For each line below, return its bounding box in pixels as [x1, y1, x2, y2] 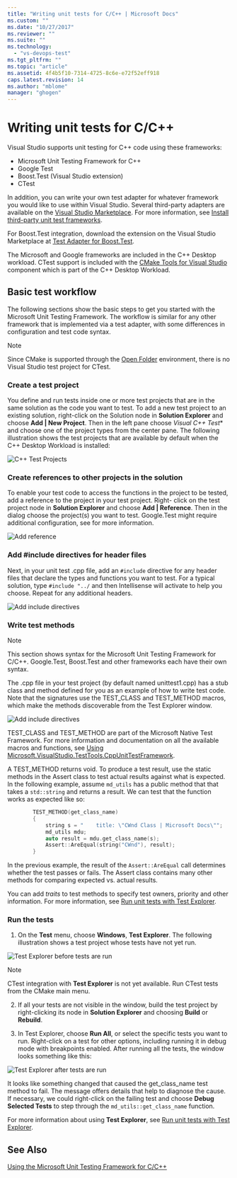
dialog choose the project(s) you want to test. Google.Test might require [7, 511, 217, 520]
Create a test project [7, 380, 79, 390]
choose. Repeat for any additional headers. [7, 589, 133, 597]
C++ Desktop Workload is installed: [7, 441, 111, 450]
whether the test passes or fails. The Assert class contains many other [7, 868, 213, 877]
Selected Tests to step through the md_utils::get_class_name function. [7, 1102, 215, 1111]
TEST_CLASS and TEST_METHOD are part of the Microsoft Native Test [7, 729, 214, 737]
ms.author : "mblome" [7, 83, 69, 90]
